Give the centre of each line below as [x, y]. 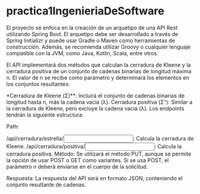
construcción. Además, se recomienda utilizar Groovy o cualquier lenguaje [98, 47]
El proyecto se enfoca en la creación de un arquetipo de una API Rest [92, 28]
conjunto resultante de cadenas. [46, 184]
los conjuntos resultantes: [38, 84]
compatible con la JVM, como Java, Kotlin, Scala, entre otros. [82, 53]
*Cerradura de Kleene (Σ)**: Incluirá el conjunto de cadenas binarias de [95, 95]
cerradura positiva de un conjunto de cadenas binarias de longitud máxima [99, 71]
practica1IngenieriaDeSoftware [85, 11]
